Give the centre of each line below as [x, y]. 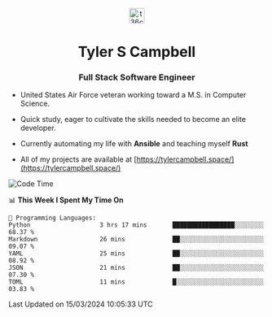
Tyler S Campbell [137, 52]
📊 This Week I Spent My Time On [66, 200]
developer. [38, 128]
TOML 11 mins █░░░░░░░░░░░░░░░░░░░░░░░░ [136, 282]
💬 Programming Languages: [52, 218]
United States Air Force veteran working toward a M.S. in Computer [133, 95]
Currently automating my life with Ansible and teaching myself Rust [134, 144]
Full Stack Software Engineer [137, 77]
